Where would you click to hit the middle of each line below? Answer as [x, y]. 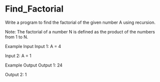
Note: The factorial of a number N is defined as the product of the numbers [80, 32]
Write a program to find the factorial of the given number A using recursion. [80, 22]
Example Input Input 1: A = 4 [33, 46]
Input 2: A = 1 [18, 56]
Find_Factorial [34, 9]
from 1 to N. [16, 37]
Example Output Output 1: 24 [34, 65]
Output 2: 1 [16, 74]
